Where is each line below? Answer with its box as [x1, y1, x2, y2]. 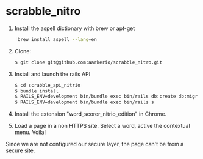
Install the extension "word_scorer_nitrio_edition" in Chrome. [14, 110, 167, 117]
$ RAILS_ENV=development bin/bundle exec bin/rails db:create [14, 94, 176, 100]
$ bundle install [14, 87, 59, 94]
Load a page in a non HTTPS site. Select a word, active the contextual [14, 122, 190, 130]
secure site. [5, 147, 35, 154]
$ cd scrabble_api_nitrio [14, 82, 80, 88]
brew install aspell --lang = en [17, 36, 97, 42]
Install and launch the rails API [14, 70, 91, 78]
